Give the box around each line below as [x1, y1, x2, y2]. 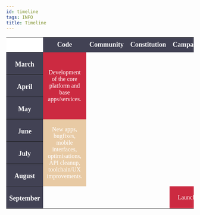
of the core [51, 75, 77, 82]
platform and [49, 82, 80, 89]
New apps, [51, 126, 77, 133]
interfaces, [52, 145, 77, 152]
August [14, 172, 35, 180]
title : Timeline [6, 20, 46, 26]
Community [89, 40, 124, 49]
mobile [56, 139, 73, 146]
